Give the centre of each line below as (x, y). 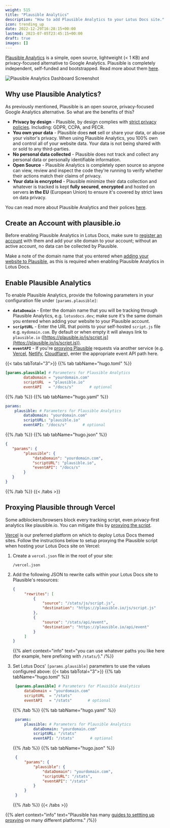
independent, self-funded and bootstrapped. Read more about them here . (82, 68)
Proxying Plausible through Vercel (60, 507)
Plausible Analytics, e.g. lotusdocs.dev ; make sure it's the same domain (87, 316)
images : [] (17, 43)
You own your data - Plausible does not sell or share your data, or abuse (89, 132)
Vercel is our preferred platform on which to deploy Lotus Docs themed (80, 535)
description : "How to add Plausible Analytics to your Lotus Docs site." (85, 19)
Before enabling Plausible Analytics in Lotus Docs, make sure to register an (84, 235)
